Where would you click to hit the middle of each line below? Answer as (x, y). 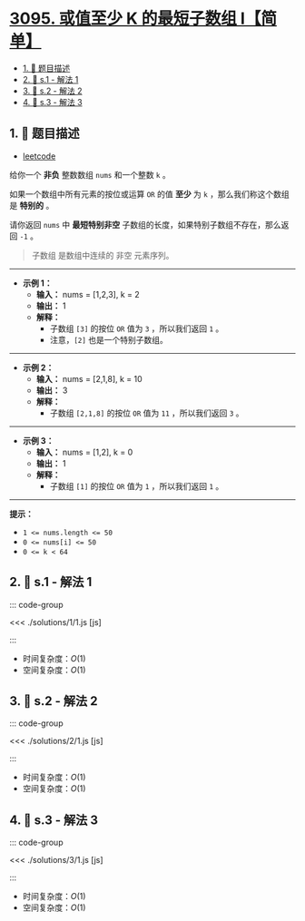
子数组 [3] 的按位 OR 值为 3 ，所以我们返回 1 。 (137, 328)
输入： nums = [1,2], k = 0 (84, 452)
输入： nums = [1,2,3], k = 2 (88, 294)
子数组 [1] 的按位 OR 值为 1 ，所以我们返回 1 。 (137, 485)
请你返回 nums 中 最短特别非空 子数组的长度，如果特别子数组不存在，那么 (145, 224)
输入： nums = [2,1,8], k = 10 (89, 378)
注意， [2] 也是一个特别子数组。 (108, 339)
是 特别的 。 (32, 205)
